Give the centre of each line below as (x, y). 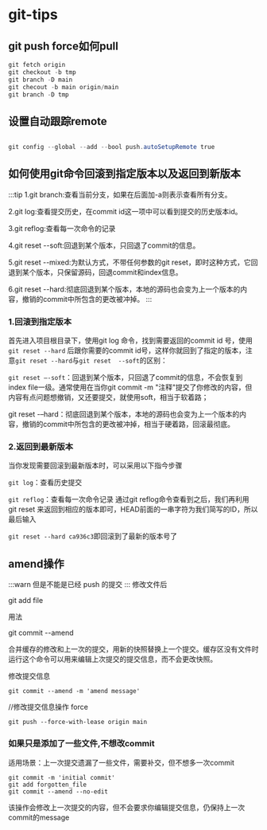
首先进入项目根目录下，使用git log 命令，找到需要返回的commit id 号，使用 (130, 341)
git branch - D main (41, 80)
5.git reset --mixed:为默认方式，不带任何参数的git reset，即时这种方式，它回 (133, 262)
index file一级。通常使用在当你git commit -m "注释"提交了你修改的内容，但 (130, 387)
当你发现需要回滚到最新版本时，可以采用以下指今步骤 (95, 466)
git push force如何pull (64, 46)
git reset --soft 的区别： (124, 361)
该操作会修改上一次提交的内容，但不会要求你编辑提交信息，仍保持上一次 (126, 807)
